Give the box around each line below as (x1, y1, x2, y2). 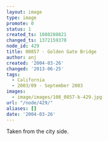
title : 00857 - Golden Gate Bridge (6, 49, 97, 55)
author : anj (6, 54, 37, 60)
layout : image (6, 9, 43, 15)
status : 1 (6, 26, 32, 32)
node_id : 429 (6, 43, 40, 49)
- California (12, 77, 45, 83)
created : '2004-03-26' (6, 60, 64, 66)
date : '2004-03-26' (6, 111, 56, 117)
